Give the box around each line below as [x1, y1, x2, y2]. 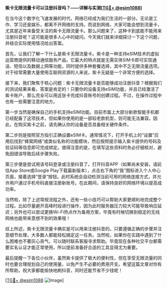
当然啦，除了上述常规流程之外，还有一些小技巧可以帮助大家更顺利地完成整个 [5, 197, 162, 203]
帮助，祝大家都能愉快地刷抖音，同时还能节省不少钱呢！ [9, 268, 123, 273]
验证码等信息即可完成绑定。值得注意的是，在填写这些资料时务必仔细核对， [5, 144, 158, 150]
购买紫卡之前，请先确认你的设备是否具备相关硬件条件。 [18, 122, 132, 127]
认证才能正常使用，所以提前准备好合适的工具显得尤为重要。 [18, 244, 140, 250]
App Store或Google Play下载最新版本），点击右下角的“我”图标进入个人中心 [9, 167, 161, 173]
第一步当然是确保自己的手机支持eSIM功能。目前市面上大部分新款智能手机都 [5, 109, 160, 115]
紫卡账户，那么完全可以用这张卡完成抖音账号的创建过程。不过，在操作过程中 [5, 92, 162, 98]
